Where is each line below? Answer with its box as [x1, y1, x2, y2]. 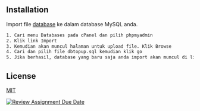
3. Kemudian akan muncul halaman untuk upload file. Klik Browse [6, 43, 171, 50]
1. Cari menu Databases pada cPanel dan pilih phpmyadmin [6, 32, 153, 38]
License [6, 71, 36, 81]
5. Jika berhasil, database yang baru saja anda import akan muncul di [6, 54, 187, 60]
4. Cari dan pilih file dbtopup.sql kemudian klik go [6, 49, 143, 55]
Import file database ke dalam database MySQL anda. [6, 20, 138, 27]
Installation [6, 5, 49, 15]
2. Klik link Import [6, 38, 58, 44]
